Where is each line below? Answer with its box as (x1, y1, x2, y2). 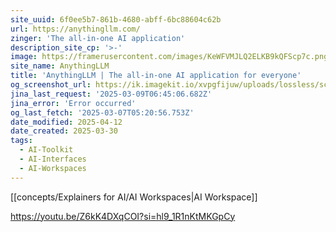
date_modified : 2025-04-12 (10, 117, 123, 127)
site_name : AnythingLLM (10, 61, 110, 71)
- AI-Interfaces (19, 154, 87, 164)
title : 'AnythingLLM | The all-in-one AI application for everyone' (10, 71, 302, 81)
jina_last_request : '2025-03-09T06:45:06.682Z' (10, 89, 213, 99)
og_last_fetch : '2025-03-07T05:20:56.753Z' (10, 107, 195, 118)
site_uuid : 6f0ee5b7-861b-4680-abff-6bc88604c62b (10, 14, 222, 25)
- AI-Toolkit (19, 145, 74, 155)
